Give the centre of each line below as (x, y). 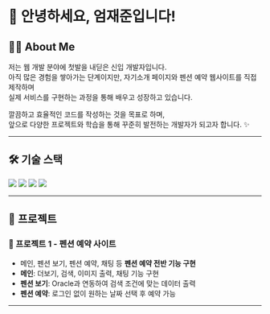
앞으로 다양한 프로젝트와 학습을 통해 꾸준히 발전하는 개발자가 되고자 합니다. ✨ (129, 124)
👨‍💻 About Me (42, 46)
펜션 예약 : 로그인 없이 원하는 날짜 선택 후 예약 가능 (98, 293)
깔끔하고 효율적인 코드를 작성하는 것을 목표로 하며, (87, 114)
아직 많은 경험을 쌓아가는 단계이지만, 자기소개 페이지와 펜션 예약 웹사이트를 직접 (133, 77)
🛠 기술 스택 (35, 160)
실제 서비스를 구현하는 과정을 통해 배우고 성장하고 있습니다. (100, 97)
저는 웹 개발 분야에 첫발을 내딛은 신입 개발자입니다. (88, 67)
